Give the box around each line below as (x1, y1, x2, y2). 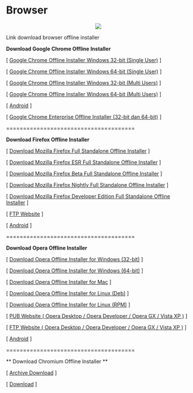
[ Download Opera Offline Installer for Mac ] (6, 278, 112, 285)
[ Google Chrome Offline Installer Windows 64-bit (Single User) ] (6, 68, 162, 75)
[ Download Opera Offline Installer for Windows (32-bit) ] (6, 255, 143, 262)
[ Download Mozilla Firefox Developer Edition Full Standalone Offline (6, 193, 171, 200)
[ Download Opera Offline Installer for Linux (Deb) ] (6, 289, 129, 296)
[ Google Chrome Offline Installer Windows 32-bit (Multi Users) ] (6, 79, 161, 86)
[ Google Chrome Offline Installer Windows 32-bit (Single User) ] (6, 56, 162, 63)
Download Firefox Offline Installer (6, 136, 89, 143)
